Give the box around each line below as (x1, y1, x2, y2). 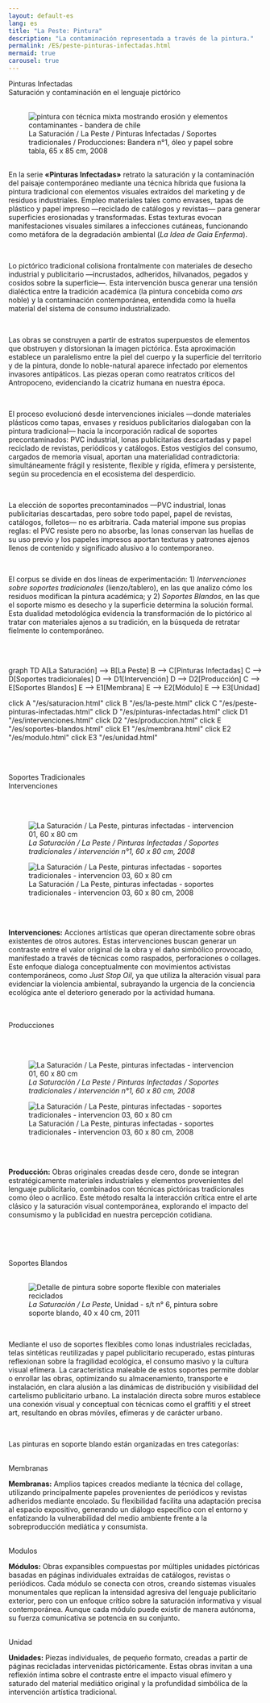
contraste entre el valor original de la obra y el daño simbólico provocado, (8, 945, 254, 955)
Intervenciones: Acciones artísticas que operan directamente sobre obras (8, 928, 255, 938)
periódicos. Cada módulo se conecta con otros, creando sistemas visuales (8, 1579, 256, 1588)
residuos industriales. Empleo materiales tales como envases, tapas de (8, 195, 244, 206)
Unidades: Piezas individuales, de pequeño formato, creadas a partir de (8, 1653, 248, 1663)
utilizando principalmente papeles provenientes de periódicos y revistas (8, 1488, 247, 1497)
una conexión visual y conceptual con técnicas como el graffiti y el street (8, 1400, 251, 1409)
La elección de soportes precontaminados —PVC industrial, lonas (8, 501, 226, 510)
